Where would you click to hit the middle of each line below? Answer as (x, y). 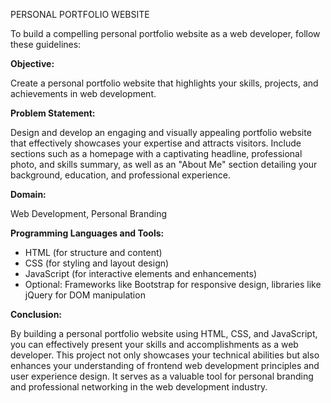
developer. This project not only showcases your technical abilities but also (165, 355)
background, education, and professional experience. (120, 175)
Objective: (32, 63)
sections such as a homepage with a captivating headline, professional (156, 153)
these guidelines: (46, 44)
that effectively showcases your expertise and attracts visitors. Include (156, 143)
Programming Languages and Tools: (87, 233)
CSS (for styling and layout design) (97, 263)
